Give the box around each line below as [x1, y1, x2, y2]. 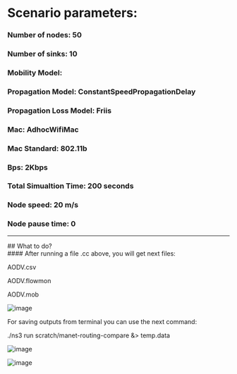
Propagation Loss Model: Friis [7, 106, 111, 116]
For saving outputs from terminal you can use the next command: [7, 317, 197, 325]
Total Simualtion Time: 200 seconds [7, 181, 134, 191]
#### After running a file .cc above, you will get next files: [7, 249, 176, 258]
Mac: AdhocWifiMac [7, 125, 79, 135]
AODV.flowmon [7, 276, 51, 285]
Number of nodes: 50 [7, 30, 83, 40]
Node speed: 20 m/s [7, 200, 79, 210]
